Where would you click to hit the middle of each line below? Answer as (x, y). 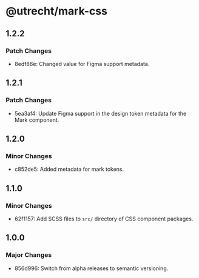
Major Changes (29, 255)
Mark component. (37, 120)
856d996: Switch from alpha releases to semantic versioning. (91, 268)
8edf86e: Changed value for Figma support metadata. (82, 64)
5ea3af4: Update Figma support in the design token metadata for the (100, 113)
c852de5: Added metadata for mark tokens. (69, 169)
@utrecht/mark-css (56, 11)
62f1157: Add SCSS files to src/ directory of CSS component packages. (104, 219)
